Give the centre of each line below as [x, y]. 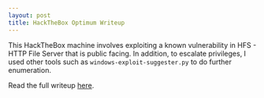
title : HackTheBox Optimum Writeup [67, 23]
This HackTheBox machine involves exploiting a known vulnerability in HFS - [132, 45]
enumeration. [30, 70]
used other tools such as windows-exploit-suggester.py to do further [120, 62]
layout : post [30, 15]
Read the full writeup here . [51, 85]
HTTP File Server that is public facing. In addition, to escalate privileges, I [127, 53]
